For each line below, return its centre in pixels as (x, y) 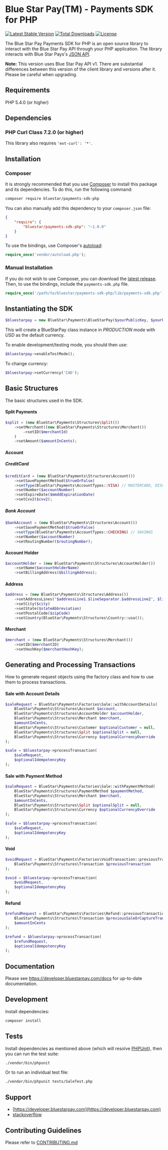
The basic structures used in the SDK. (44, 400)
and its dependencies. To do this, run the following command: (69, 189)
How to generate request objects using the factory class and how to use (79, 677)
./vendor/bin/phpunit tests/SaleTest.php (49, 1082)
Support (18, 1097)
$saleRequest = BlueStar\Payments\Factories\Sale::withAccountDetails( (81, 704)
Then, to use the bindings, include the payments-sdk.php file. (67, 284)
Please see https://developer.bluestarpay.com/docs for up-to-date (74, 979)
